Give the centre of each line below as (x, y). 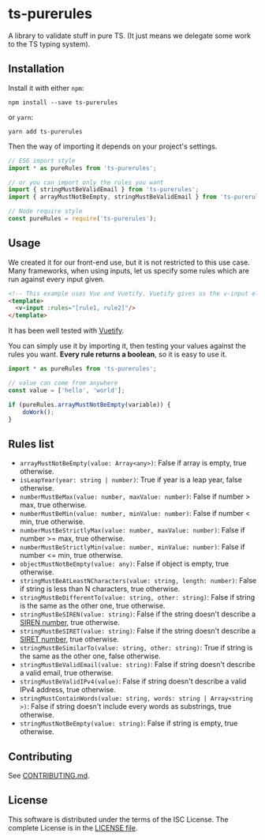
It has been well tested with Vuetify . (66, 331)
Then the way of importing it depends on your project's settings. (113, 146)
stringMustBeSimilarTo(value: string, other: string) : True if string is (136, 648)
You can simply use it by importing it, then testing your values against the (127, 346)
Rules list (31, 444)
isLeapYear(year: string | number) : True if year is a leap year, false (131, 480)
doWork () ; (39, 412)
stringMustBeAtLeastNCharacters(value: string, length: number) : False (138, 581)
